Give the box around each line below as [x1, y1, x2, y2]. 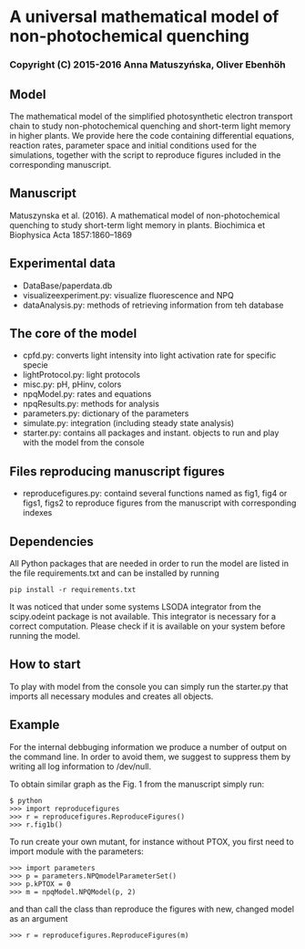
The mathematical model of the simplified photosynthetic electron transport [9, 110, 293, 121]
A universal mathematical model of [9, 6, 280, 27]
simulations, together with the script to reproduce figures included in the [9, 149, 281, 161]
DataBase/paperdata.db [22, 280, 113, 291]
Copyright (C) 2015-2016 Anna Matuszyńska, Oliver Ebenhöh [9, 58, 286, 71]
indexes [22, 507, 53, 518]
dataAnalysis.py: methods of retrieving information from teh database [22, 299, 284, 310]
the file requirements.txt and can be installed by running [9, 568, 220, 579]
